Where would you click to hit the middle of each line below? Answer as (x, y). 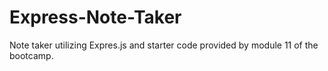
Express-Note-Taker (95, 17)
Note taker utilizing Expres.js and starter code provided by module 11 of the (164, 45)
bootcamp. (31, 55)
